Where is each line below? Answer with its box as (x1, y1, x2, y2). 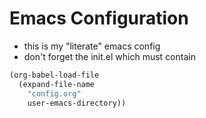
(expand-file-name (18, 79, 96, 89)
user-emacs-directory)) (27, 98, 127, 108)
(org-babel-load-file (9, 70, 100, 80)
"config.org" (27, 88, 82, 99)
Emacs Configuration (9, 7, 189, 30)
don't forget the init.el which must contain (23, 50, 196, 62)
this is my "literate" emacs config (23, 40, 161, 52)
